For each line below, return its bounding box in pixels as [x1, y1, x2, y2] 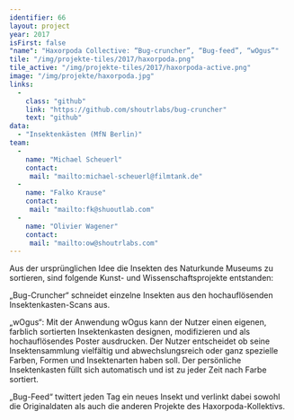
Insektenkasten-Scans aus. [9, 300, 111, 311]
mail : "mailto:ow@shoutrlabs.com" [29, 239, 159, 248]
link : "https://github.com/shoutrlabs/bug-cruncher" [25, 105, 227, 114]
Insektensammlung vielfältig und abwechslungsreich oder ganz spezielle [9, 346, 279, 356]
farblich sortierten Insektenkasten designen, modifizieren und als [9, 327, 250, 337]
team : [9, 138, 30, 147]
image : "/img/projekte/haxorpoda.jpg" [9, 72, 155, 81]
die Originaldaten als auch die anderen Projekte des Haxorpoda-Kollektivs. [9, 401, 286, 412]
